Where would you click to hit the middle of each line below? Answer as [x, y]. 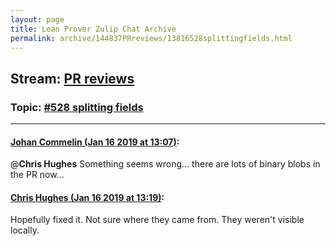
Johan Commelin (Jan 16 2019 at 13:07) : [95, 142]
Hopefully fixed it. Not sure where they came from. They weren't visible [157, 220]
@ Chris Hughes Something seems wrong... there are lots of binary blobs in [165, 164]
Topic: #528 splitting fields [77, 107]
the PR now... [37, 175]
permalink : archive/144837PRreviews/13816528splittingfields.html [151, 38]
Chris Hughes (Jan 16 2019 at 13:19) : [87, 197]
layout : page [37, 19]
